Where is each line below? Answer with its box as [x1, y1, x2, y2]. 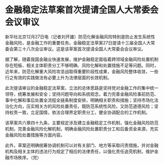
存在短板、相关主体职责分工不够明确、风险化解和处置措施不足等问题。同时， [5, 62, 159, 68]
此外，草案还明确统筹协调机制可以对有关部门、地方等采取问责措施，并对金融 [5, 142, 159, 148]
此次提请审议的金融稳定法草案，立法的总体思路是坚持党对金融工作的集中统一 [5, 85, 159, 91]
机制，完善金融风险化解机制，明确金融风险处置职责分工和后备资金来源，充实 [5, 125, 159, 132]
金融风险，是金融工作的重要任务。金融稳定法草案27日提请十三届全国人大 [5, 40, 151, 45]
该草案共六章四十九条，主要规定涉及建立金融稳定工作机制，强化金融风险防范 [5, 120, 159, 125]
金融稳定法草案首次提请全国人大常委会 [5, 4, 159, 16]
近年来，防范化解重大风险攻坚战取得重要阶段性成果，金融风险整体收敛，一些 [5, 68, 159, 74]
